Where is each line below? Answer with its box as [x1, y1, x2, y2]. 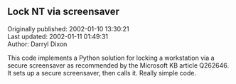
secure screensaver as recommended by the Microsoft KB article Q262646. [7, 61, 230, 70]
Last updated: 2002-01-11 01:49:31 [7, 32, 109, 41]
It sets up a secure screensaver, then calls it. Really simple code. [7, 68, 197, 77]
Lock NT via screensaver [7, 6, 119, 18]
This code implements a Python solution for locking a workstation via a [7, 53, 215, 62]
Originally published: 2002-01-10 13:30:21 [7, 24, 129, 33]
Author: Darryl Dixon [7, 39, 68, 48]
